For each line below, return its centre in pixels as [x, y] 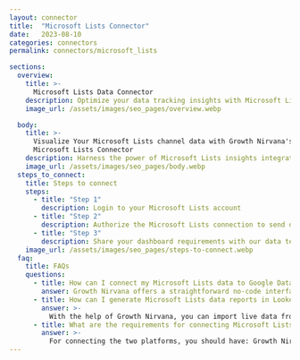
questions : [46, 275]
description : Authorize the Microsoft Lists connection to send [163, 225]
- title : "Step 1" [67, 200]
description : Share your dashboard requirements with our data [161, 241]
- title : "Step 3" [67, 233]
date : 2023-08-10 [46, 34]
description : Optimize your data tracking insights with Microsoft [153, 100]
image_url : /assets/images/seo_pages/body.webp [115, 167]
